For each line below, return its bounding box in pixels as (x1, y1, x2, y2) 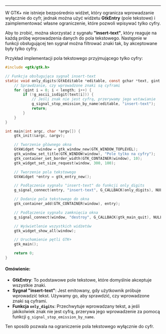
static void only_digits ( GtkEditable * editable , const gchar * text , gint (5, 78, 161, 83)
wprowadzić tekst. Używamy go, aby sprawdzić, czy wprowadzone (12, 293, 150, 299)
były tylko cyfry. (5, 46, 38, 51)
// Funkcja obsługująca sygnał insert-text (5, 74, 96, 79)
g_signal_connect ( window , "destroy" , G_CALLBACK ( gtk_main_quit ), (14, 215, 152, 220)
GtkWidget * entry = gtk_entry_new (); (14, 174, 92, 179)
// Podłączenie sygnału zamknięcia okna (14, 210, 98, 215)
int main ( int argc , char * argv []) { (5, 129, 81, 134)
